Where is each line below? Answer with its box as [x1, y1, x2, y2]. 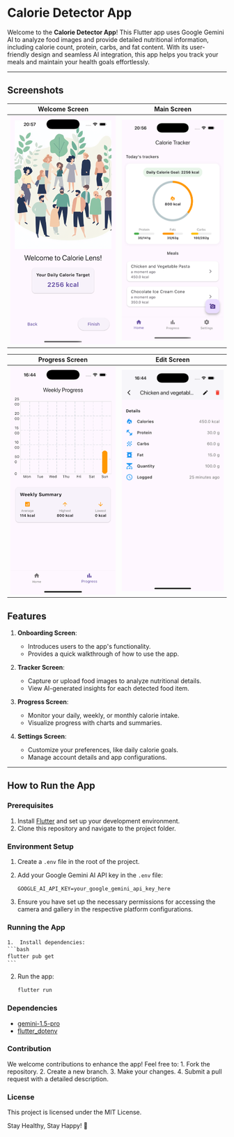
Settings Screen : [17, 732, 68, 741]
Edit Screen [155, 355, 190, 364]
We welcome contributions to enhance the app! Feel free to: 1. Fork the [7, 1059, 210, 1068]
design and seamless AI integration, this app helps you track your [31, 50, 219, 59]
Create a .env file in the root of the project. [17, 858, 140, 866]
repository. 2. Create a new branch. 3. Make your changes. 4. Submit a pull [7, 1067, 222, 1076]
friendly [7, 50, 30, 59]
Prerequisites [7, 801, 54, 811]
